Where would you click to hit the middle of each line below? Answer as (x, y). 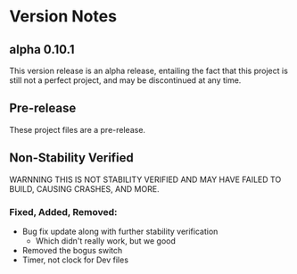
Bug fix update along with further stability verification (120, 231)
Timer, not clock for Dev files (75, 260)
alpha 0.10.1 (42, 50)
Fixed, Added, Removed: (63, 212)
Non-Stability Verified (71, 158)
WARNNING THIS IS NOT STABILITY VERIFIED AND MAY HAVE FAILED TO (145, 179)
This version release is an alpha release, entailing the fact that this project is (148, 71)
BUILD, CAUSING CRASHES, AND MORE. (84, 188)
